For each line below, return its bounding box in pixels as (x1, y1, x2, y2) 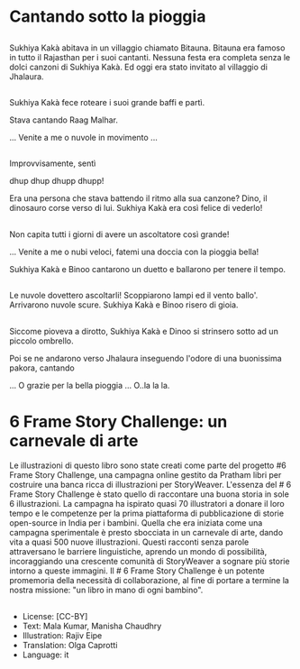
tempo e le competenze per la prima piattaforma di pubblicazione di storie (9, 508, 285, 519)
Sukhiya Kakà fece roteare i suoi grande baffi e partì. (9, 96, 205, 107)
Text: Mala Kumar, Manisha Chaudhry (22, 620, 162, 631)
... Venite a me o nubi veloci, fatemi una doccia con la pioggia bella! (9, 246, 259, 257)
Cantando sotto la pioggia (9, 6, 206, 27)
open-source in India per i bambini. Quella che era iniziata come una (9, 518, 263, 528)
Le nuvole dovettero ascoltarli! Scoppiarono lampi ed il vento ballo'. (9, 290, 259, 301)
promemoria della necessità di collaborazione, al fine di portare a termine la (9, 575, 290, 586)
